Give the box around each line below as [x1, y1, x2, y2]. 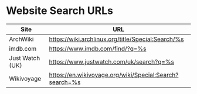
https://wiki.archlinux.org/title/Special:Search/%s [49, 35, 184, 43]
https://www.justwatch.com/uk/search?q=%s [49, 57, 175, 65]
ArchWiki [9, 35, 34, 43]
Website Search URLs [6, 4, 113, 18]
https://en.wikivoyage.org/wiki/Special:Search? [49, 71, 179, 79]
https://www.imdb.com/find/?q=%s [49, 44, 147, 53]
